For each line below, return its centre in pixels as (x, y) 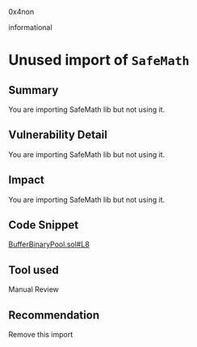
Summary (34, 90)
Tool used (34, 270)
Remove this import (41, 335)
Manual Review (34, 289)
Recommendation (54, 315)
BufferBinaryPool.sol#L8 (49, 244)
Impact (26, 180)
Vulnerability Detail (58, 135)
